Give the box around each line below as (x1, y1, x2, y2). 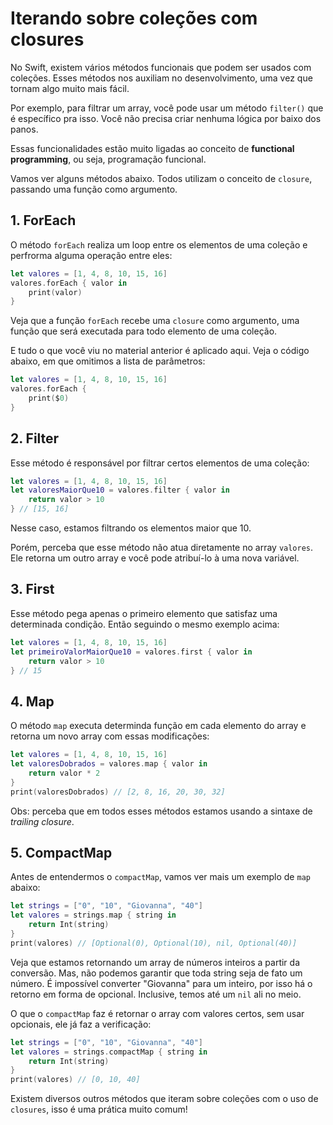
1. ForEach (10, 212, 77, 229)
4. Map (10, 693, 55, 710)
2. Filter (10, 430, 60, 447)
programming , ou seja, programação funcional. (10, 153, 207, 165)
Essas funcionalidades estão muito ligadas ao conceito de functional (10, 142, 295, 154)
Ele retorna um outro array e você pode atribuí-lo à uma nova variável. (10, 552, 300, 564)
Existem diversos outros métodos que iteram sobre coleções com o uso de (10, 1093, 319, 1105)
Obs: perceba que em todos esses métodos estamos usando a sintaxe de (10, 805, 313, 817)
